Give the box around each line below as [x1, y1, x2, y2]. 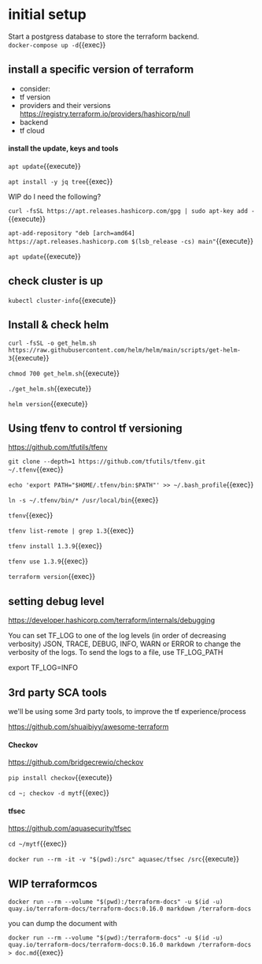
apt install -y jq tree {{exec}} [8, 176, 113, 186]
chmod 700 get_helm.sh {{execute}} [8, 368, 120, 378]
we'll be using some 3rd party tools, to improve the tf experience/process [8, 707, 246, 716]
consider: [19, 84, 51, 93]
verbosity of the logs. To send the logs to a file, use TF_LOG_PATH [8, 648, 223, 657]
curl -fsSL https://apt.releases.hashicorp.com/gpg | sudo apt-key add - [8, 207, 256, 215]
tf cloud [19, 125, 45, 135]
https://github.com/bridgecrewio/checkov [8, 757, 144, 767]
